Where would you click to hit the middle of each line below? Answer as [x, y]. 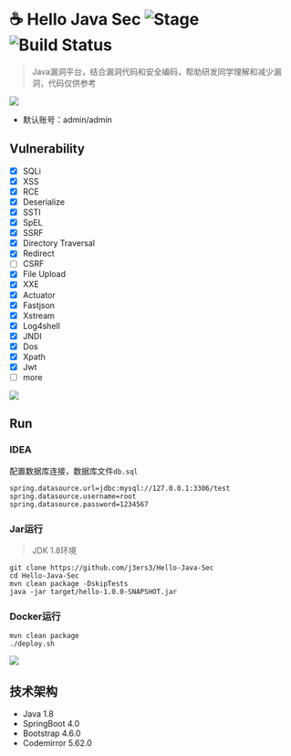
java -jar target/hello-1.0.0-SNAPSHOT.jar [94, 592]
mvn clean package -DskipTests [69, 584]
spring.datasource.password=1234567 [79, 504]
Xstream [38, 315]
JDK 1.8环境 [54, 550]
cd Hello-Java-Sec [44, 576]
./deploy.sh [32, 644]
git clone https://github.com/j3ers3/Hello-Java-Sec [112, 568]
